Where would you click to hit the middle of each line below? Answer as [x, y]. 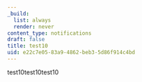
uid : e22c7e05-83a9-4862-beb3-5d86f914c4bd [71, 53]
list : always [32, 20]
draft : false [26, 40]
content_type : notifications [49, 33]
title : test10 [28, 46]
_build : [18, 14]
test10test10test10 [33, 72]
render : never [34, 26]
